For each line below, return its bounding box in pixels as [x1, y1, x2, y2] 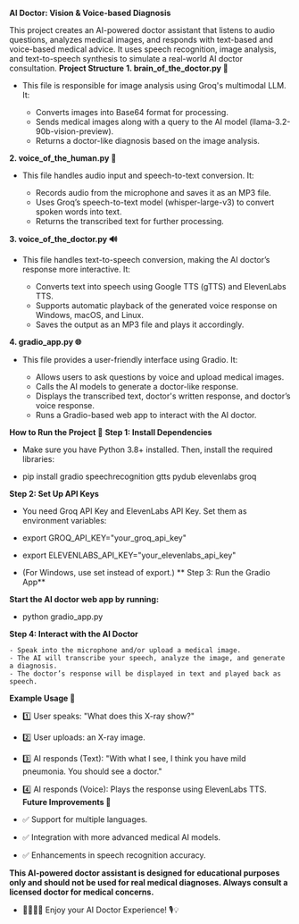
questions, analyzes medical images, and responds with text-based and [9, 35, 274, 45]
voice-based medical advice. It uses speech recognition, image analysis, [9, 44, 277, 55]
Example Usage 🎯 [9, 693, 76, 703]
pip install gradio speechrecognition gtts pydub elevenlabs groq [21, 471, 257, 482]
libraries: [21, 454, 55, 464]
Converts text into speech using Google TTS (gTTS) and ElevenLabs [35, 281, 287, 291]
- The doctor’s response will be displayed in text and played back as [9, 669, 281, 678]
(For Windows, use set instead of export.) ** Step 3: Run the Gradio [21, 567, 270, 577]
